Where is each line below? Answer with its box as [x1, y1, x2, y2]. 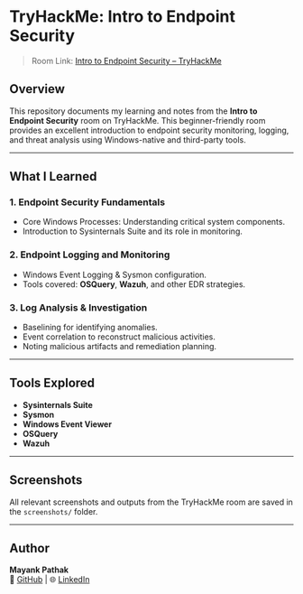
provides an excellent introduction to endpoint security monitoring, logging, [9, 125, 289, 135]
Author [9, 541, 50, 556]
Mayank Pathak [9, 564, 69, 575]
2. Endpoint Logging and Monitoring [9, 248, 170, 261]
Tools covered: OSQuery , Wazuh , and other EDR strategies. [22, 278, 246, 290]
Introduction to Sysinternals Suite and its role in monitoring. [22, 226, 243, 237]
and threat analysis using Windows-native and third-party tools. [9, 134, 246, 145]
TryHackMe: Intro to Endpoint [9, 6, 236, 27]
